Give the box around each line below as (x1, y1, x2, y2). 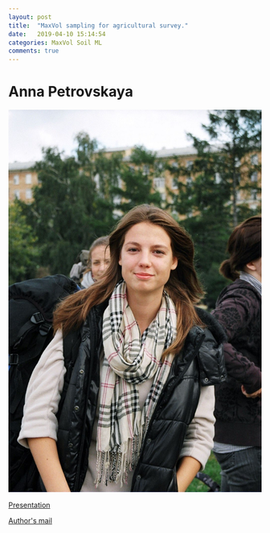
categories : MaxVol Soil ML (8, 39, 103, 47)
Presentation (8, 500, 51, 510)
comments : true (8, 47, 59, 56)
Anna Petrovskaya (8, 83, 134, 101)
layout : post (8, 13, 52, 21)
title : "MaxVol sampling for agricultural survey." (8, 21, 189, 30)
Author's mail (8, 516, 52, 526)
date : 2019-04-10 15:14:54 (8, 30, 106, 38)
